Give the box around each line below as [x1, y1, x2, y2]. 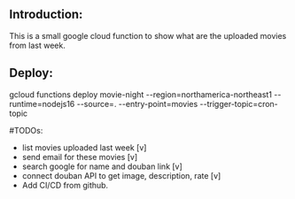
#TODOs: [9, 125, 43, 135]
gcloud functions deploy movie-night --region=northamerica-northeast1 [9, 88, 273, 100]
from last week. [9, 40, 66, 50]
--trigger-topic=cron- [199, 98, 279, 109]
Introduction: [9, 7, 83, 22]
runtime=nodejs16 [9, 98, 75, 109]
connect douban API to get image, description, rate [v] [21, 170, 221, 180]
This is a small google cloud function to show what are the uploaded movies [9, 30, 287, 41]
